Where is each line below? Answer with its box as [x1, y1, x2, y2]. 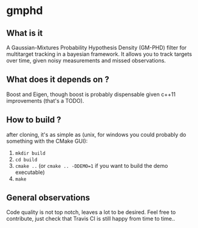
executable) [15, 168, 45, 176]
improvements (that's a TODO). [6, 97, 84, 104]
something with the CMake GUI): [6, 137, 88, 145]
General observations [6, 193, 90, 203]
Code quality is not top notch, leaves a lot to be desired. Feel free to [6, 209, 176, 216]
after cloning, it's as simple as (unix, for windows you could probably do [6, 131, 186, 138]
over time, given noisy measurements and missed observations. [6, 57, 166, 64]
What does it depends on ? [6, 74, 109, 85]
